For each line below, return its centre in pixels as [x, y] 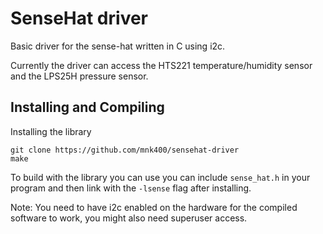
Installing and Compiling [87, 107]
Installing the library [51, 131]
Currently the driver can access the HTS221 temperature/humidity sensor [161, 65]
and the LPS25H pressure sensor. [79, 76]
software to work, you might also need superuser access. [129, 218]
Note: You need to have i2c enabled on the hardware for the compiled [154, 207]
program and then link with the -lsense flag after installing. [131, 188]
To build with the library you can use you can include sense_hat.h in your [160, 177]
